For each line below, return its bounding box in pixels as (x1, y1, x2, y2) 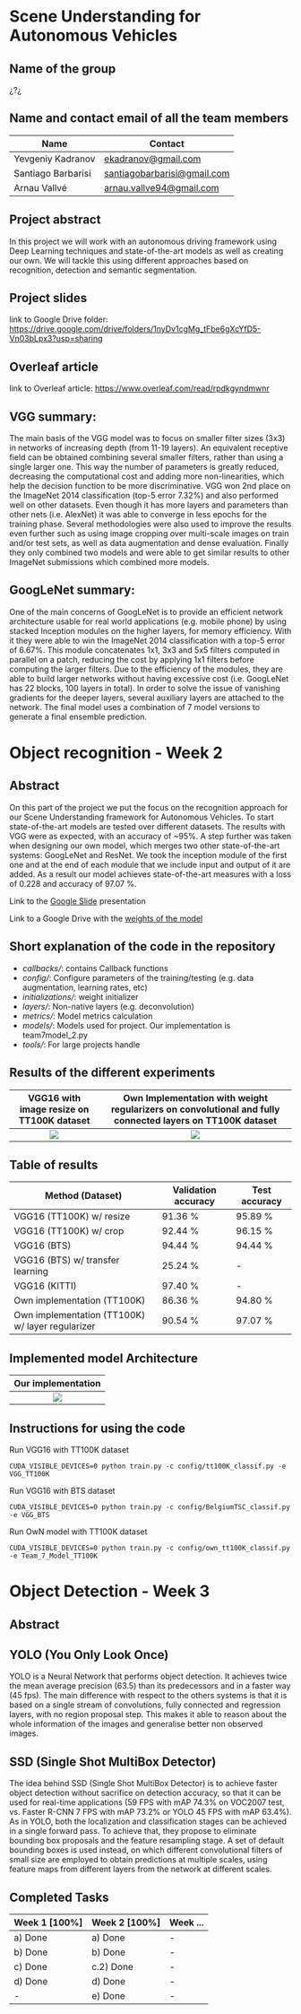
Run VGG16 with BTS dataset (9, 1485, 116, 1496)
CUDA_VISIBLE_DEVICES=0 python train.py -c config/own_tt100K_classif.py (9, 1543, 291, 1552)
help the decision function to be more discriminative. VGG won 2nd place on (9, 481, 291, 491)
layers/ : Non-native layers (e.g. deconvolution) (21, 1001, 195, 1011)
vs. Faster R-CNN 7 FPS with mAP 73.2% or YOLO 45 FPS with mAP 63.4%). (9, 1807, 292, 1818)
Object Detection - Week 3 (9, 1581, 211, 1602)
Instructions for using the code (9, 1420, 185, 1436)
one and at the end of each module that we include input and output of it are (9, 859, 291, 870)
